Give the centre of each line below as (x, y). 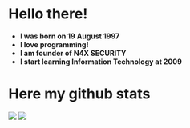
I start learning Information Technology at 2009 (101, 62)
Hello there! (48, 14)
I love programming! (54, 44)
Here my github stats (79, 94)
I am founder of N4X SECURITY (73, 53)
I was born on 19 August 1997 (70, 36)
